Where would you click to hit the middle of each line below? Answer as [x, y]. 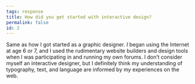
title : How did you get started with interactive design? [79, 17]
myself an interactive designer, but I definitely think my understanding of [94, 63]
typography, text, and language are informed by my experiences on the [93, 70]
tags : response [25, 11]
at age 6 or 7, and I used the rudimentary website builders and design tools [97, 51]
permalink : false [27, 22]
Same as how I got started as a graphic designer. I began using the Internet [97, 45]
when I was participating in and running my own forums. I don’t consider [94, 57]
